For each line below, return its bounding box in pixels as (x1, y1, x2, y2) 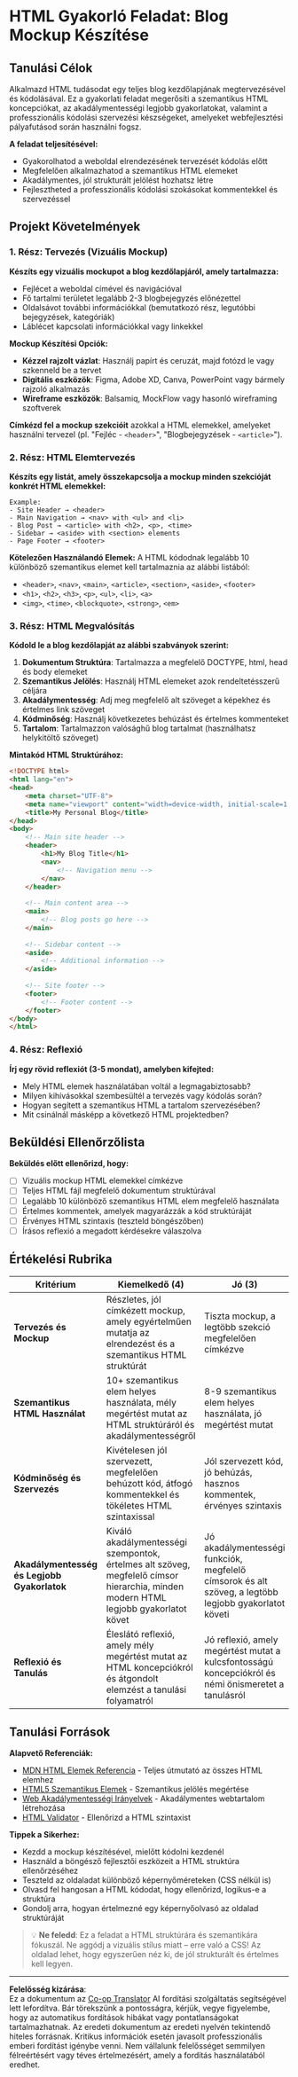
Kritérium (35, 1278, 77, 1290)
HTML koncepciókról (106, 1661, 193, 1673)
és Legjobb (13, 1569, 62, 1581)
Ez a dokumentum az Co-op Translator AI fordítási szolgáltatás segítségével (9, 1994, 286, 2004)
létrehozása (21, 1803, 66, 1814)
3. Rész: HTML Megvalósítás (9, 619, 135, 631)
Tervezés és (13, 1321, 67, 1333)
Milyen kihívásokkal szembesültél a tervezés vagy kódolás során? (21, 1090, 263, 1101)
